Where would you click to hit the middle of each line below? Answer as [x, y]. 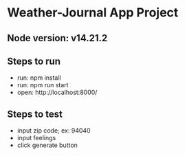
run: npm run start [43, 85]
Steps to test [35, 114]
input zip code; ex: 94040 [54, 131]
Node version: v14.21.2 [57, 38]
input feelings [36, 138]
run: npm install [39, 78]
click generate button [47, 145]
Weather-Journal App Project [93, 13]
